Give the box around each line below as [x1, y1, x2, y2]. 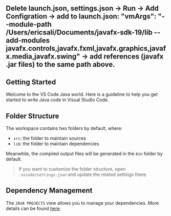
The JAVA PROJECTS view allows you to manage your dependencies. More [6, 200, 159, 206]
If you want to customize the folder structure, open [18, 166, 126, 172]
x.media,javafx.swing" [6, 52, 80, 61]
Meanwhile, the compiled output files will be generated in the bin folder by [6, 151, 163, 157]
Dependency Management [6, 186, 93, 195]
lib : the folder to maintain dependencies [13, 141, 99, 147]
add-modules [6, 36, 50, 45]
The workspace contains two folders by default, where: [6, 125, 122, 131]
